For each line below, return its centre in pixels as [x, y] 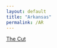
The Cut [16, 39]
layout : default [26, 11]
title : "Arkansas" [29, 17]
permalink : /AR [25, 22]
